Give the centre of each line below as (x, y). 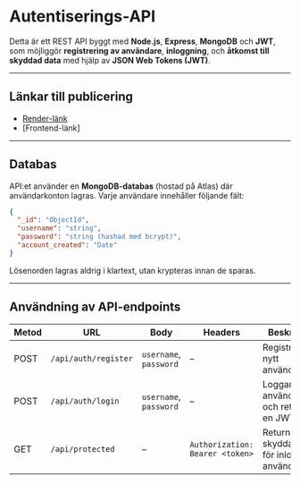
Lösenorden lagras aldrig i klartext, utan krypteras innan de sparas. (133, 270)
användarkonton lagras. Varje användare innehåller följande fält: (127, 195)
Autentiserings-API (83, 17)
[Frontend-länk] (51, 128)
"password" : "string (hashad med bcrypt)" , (99, 237)
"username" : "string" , (59, 229)
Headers (222, 332)
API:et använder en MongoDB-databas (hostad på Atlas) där (121, 186)
